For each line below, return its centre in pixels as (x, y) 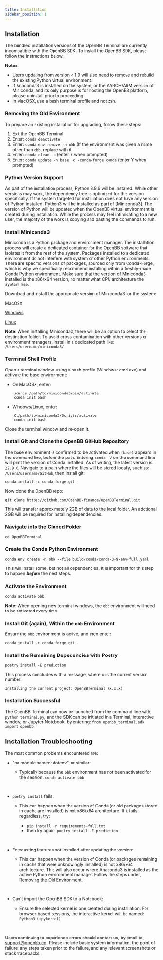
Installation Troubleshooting (49, 741)
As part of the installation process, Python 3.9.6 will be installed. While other (81, 188)
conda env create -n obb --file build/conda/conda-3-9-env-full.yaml (77, 559)
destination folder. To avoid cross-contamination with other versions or (76, 337)
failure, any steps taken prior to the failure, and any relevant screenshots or (80, 948)
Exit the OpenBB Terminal (38, 134)
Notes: (12, 65)
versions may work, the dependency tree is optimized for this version (74, 193)
